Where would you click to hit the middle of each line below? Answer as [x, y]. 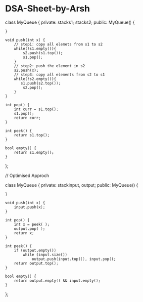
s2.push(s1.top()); [43, 53]
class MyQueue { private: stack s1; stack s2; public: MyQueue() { [70, 22]
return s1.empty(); [34, 152]
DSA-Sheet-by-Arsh [48, 9]
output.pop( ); [30, 229]
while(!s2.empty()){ [35, 79]
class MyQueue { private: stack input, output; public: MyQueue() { [72, 185]
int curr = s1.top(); [36, 109]
